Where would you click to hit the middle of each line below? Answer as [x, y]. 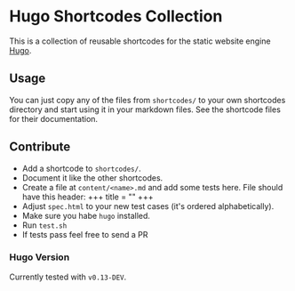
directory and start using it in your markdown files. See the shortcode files [145, 109]
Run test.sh [44, 225]
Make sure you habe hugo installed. [86, 215]
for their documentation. [54, 118]
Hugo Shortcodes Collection [116, 16]
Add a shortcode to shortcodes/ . [81, 168]
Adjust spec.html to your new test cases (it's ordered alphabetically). [148, 206]
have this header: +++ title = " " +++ [88, 197]
